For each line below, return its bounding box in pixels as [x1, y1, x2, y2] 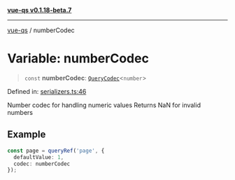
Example [7, 129, 46, 141]
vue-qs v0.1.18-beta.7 [7, 6, 72, 14]
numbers [7, 108, 34, 116]
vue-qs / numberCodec [7, 26, 75, 34]
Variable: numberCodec [7, 50, 149, 67]
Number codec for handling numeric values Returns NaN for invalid [7, 101, 201, 109]
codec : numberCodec [13, 160, 71, 167]
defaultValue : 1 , [13, 153, 64, 160]
